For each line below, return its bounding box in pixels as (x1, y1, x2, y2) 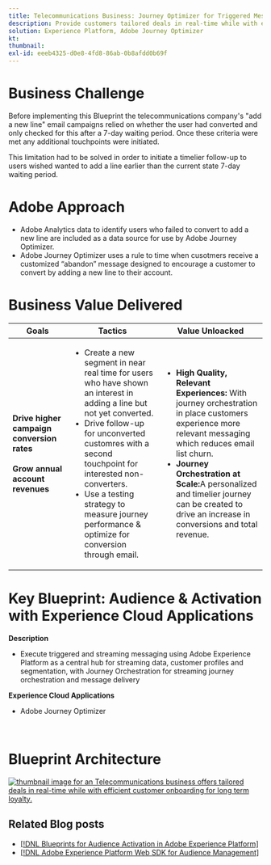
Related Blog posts (8, 817, 105, 831)
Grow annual (12, 462, 63, 474)
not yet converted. (84, 407, 154, 419)
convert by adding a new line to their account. (19, 268, 173, 277)
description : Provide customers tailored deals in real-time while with (8, 19, 258, 27)
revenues (12, 483, 50, 494)
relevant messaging (176, 428, 251, 439)
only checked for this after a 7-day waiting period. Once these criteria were (8, 128, 259, 137)
